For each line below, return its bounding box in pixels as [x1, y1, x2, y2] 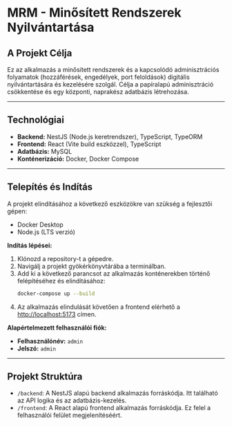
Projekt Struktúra [7, 371, 83, 382]
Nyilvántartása [7, 19, 95, 35]
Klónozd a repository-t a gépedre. [17, 254, 114, 263]
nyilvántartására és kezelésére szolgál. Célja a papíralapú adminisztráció [7, 80, 214, 88]
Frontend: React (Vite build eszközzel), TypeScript [17, 140, 162, 148]
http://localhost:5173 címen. [17, 310, 97, 318]
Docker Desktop [17, 220, 64, 229]
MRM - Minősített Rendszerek [7, 5, 182, 21]
